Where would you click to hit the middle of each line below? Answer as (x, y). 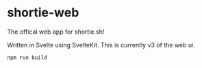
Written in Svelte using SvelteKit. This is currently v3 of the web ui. (101, 45)
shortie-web (43, 13)
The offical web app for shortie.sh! (56, 32)
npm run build (27, 57)
